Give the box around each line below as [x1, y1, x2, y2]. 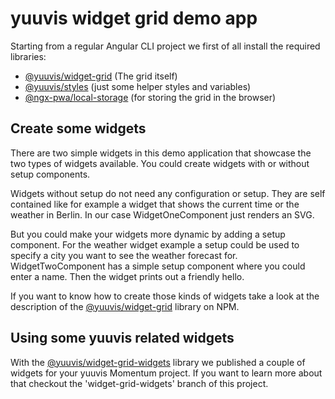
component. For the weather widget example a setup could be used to [10, 238, 300, 251]
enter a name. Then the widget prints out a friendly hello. [10, 270, 245, 282]
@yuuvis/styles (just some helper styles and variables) [24, 80, 252, 92]
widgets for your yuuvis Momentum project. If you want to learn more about [10, 367, 323, 379]
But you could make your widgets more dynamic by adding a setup [10, 228, 286, 240]
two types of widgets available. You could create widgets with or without [10, 157, 310, 169]
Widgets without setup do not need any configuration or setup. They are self [10, 187, 326, 199]
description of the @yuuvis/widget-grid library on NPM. [10, 300, 240, 312]
